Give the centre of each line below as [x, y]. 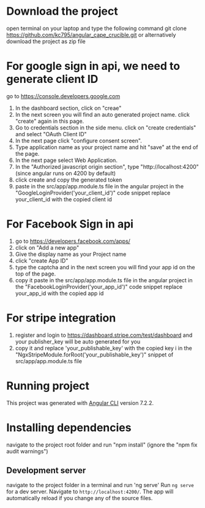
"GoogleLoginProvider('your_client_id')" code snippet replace [93, 193]
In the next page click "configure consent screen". [78, 140]
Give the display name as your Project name [71, 254]
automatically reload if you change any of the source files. [80, 498]
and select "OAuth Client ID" [51, 134]
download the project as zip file [46, 41]
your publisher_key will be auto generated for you [78, 341]
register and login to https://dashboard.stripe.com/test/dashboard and [104, 335]
